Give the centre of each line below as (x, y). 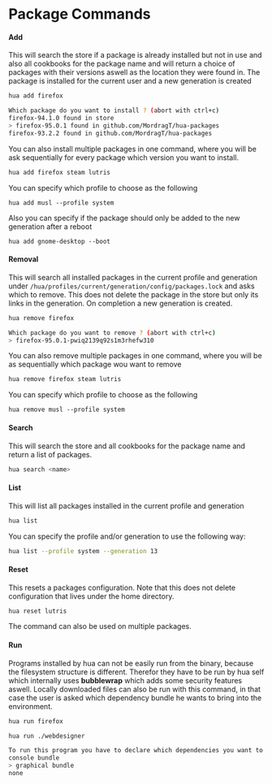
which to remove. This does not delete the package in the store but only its (134, 294)
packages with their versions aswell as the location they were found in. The (134, 72)
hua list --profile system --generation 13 (83, 551)
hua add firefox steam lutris (60, 172)
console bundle (34, 758)
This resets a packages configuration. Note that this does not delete (122, 587)
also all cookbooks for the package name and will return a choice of (122, 64)
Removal (24, 259)
